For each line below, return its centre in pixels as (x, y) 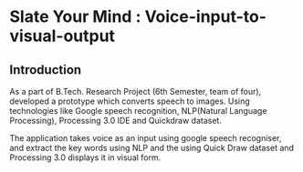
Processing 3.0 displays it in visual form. (85, 157)
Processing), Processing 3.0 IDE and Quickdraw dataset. (115, 121)
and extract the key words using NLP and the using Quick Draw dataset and (152, 148)
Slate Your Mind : (75, 17)
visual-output (63, 36)
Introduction (46, 70)
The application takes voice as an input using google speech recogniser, (146, 138)
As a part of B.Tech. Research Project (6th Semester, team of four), (136, 91)
